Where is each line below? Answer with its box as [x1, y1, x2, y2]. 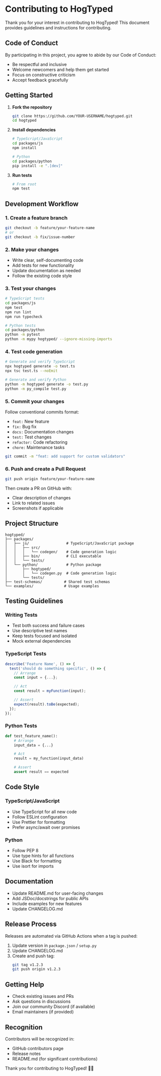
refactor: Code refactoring [12, 439, 67, 445]
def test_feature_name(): [5, 733, 58, 738]
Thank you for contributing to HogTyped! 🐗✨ [5, 1065, 94, 1071]
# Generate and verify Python [5, 377, 67, 382]
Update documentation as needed [12, 267, 81, 273]
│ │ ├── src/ [5, 545, 40, 550]
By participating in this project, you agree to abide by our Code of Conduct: [5, 52, 157, 58]
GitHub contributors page [12, 1045, 64, 1051]
